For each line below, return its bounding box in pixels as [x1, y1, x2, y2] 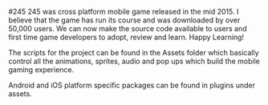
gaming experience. [8, 65, 75, 75]
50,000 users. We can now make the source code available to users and [8, 24, 247, 33]
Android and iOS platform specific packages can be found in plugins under [8, 80, 255, 90]
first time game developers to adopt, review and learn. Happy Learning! [8, 32, 245, 42]
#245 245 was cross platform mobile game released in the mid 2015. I [8, 7, 239, 16]
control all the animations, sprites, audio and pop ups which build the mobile [8, 56, 261, 66]
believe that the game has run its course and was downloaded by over [8, 15, 241, 25]
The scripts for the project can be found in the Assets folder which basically [8, 48, 259, 57]
